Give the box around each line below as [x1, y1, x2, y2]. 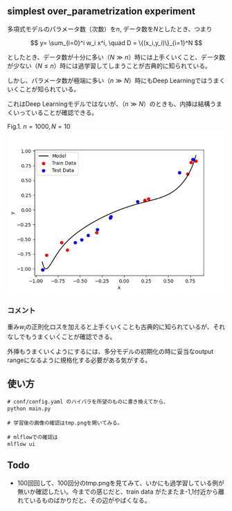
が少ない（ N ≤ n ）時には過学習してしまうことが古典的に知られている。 [7, 62, 211, 70]
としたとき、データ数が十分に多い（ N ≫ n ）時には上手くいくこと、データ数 [7, 53, 226, 61]
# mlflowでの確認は [7, 433, 58, 440]
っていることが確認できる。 [19, 108, 98, 116]
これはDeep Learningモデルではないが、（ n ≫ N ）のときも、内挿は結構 [7, 100, 211, 108]
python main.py [7, 405, 51, 412]
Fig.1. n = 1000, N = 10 [7, 122, 71, 130]
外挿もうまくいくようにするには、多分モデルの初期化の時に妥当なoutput [7, 347, 214, 355]
